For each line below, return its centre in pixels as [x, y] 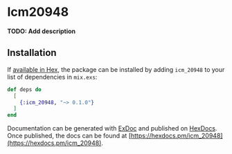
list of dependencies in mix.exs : [52, 77]
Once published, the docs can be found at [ [69, 136]
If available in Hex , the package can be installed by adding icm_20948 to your [116, 69]
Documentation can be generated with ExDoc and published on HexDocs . [112, 128]
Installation [32, 53]
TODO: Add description [42, 31]
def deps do [24, 89]
